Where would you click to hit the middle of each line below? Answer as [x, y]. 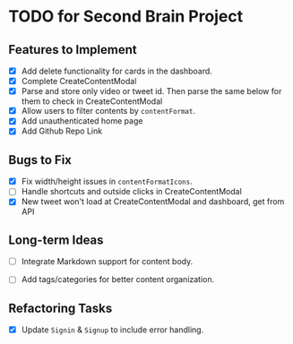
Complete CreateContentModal [79, 82]
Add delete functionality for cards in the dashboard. [116, 71]
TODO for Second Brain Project [126, 17]
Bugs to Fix [40, 160]
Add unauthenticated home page [82, 121]
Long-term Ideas [56, 240]
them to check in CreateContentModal [92, 101]
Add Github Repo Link [62, 131]
